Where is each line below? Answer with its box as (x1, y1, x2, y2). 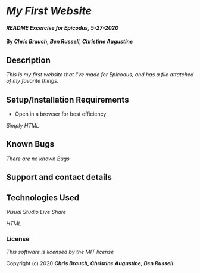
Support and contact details (6, 172, 112, 182)
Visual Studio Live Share (6, 209, 67, 216)
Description (6, 55, 51, 65)
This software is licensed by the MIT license (6, 249, 114, 256)
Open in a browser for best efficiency (14, 110, 107, 117)
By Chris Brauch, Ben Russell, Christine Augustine (6, 38, 133, 45)
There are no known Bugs (6, 155, 70, 162)
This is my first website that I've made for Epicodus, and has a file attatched (6, 71, 194, 78)
